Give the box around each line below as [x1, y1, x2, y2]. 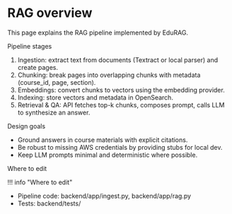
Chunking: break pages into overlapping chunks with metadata [17, 71, 201, 79]
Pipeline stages [7, 42, 52, 50]
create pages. [17, 63, 59, 71]
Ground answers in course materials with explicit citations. [17, 136, 188, 144]
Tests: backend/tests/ [17, 199, 81, 208]
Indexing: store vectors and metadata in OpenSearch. [17, 93, 173, 102]
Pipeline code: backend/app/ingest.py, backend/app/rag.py [17, 191, 192, 200]
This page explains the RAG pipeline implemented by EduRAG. [7, 28, 189, 37]
